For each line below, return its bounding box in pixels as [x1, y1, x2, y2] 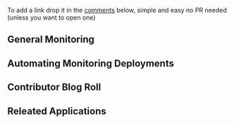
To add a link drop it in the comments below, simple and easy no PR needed [7, 6, 227, 14]
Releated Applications [7, 105, 107, 117]
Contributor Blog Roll [7, 81, 101, 93]
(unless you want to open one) [7, 13, 97, 22]
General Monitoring [7, 34, 95, 46]
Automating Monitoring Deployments [7, 57, 175, 69]
